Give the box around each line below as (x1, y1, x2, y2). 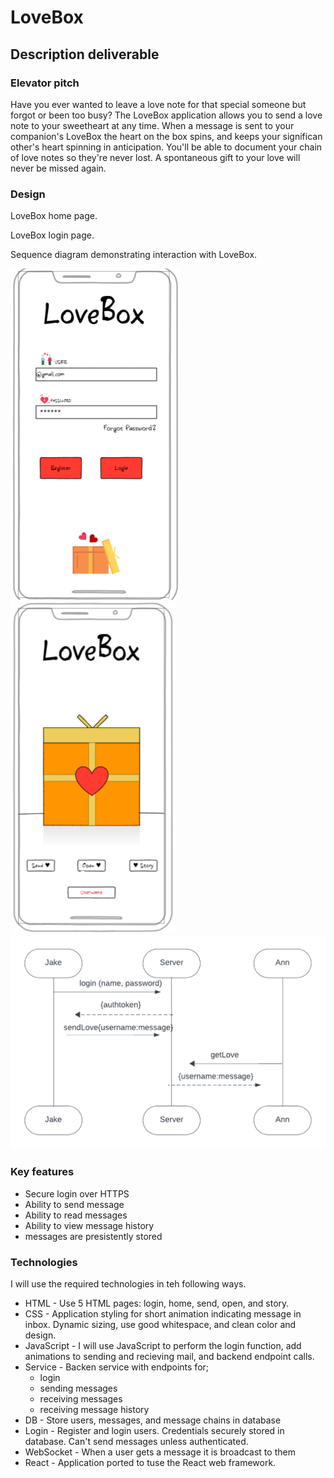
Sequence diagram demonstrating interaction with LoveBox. (10, 249, 258, 261)
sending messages (39, 1382, 118, 1394)
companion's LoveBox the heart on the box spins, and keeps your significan (10, 130, 323, 142)
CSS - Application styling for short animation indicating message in (24, 1307, 302, 1320)
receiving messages (39, 1392, 123, 1405)
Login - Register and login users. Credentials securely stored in (24, 1424, 285, 1436)
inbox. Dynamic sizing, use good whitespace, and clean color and (24, 1318, 297, 1330)
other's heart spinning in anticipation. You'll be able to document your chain (10, 141, 323, 153)
